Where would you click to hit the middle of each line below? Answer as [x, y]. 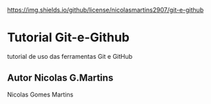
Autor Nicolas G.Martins [60, 78]
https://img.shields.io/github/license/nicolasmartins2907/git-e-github [105, 10]
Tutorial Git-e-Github [68, 38]
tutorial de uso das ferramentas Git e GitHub [70, 56]
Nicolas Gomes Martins [40, 94]
